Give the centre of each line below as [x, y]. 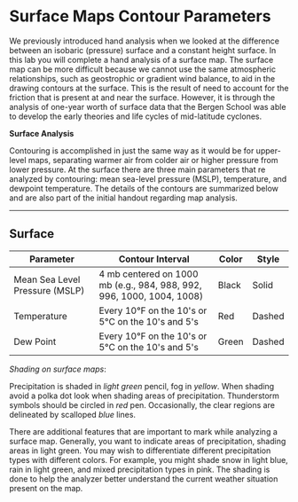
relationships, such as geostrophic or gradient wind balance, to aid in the [142, 78]
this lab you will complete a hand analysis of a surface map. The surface [141, 59]
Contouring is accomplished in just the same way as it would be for [132, 150]
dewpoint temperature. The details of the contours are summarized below [144, 188]
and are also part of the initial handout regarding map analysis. [123, 198]
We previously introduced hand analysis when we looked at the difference [144, 41]
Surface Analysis [42, 133]
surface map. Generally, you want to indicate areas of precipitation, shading [148, 441]
